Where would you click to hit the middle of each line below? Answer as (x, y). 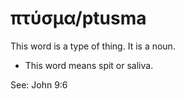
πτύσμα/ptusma (78, 18)
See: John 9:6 (39, 84)
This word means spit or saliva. (89, 65)
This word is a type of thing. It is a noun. (93, 46)
